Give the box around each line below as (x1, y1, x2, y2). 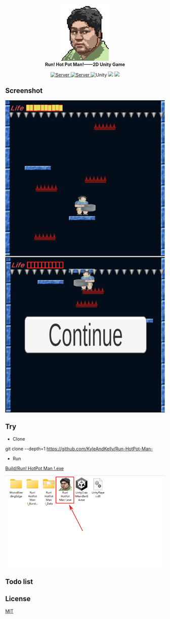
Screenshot (5, 87, 43, 95)
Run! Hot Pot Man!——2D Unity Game (45, 61, 125, 67)
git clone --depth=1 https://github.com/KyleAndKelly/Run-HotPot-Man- (5, 445, 153, 452)
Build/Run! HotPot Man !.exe (5, 465, 64, 471)
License (5, 595, 31, 603)
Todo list (5, 577, 33, 586)
